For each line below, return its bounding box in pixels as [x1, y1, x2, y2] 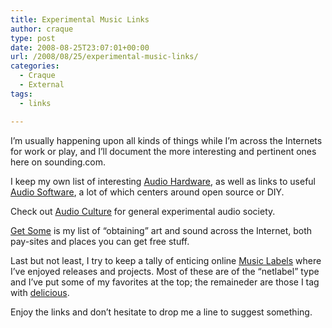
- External [19, 80, 65, 90]
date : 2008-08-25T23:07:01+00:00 [10, 42, 150, 53]
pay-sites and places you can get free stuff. [10, 235, 190, 247]
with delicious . [10, 286, 70, 298]
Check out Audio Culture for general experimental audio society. [10, 205, 276, 217]
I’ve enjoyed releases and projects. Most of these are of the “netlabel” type [10, 265, 320, 277]
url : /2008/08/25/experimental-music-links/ [10, 52, 199, 62]
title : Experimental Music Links [10, 14, 150, 25]
